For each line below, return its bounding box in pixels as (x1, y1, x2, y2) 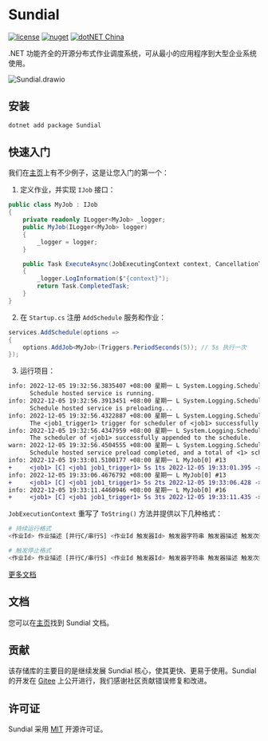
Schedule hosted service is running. (29, 390, 156, 398)
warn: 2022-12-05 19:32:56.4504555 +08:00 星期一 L (8, 442, 180, 450)
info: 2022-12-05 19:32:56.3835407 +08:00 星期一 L (8, 382, 180, 390)
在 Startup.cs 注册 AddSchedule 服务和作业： (19, 312, 166, 322)
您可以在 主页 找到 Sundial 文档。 (8, 617, 114, 628)
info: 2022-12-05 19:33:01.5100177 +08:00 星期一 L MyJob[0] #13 (8, 457, 227, 465)
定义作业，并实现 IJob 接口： (19, 185, 116, 195)
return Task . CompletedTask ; (37, 282, 130, 291)
